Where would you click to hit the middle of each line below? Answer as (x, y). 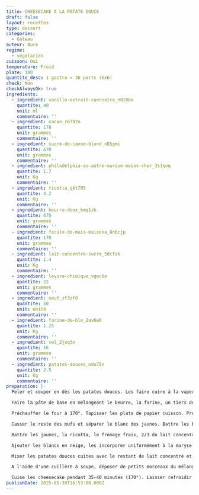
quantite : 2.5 (34, 370)
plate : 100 (20, 72)
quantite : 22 (33, 282)
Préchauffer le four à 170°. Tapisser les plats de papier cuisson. (98, 413)
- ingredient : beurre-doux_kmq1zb (54, 210)
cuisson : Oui (22, 61)
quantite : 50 (33, 304)
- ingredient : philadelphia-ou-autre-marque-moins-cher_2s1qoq (91, 166)
